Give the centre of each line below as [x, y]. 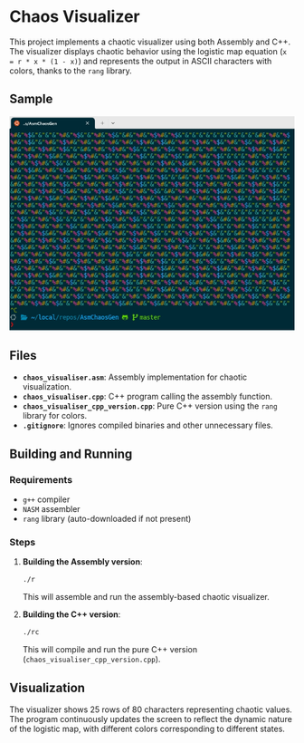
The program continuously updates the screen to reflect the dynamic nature [151, 719]
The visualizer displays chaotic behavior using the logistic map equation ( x [148, 51]
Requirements [41, 479]
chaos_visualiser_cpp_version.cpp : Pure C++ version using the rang [150, 406]
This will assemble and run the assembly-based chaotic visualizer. [146, 597]
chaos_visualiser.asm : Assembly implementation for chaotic [135, 377]
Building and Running [71, 454]
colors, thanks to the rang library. [71, 71]
